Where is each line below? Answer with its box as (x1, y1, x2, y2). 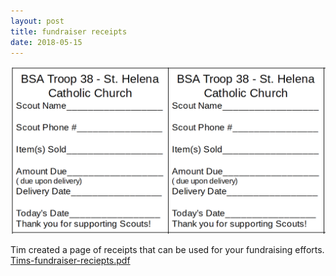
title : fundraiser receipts (10, 26, 128, 37)
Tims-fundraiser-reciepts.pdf (10, 255, 131, 267)
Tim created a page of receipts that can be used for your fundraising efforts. (10, 244, 325, 256)
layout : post (10, 16, 65, 26)
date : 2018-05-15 (10, 37, 83, 47)
